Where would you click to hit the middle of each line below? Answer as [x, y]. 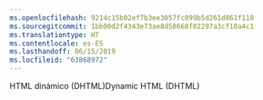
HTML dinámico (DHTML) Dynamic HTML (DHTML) [105, 86]
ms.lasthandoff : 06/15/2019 [63, 52]
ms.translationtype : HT [55, 35]
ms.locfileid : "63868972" [58, 60]
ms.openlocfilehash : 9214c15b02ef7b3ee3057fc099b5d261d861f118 [132, 18]
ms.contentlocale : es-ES [56, 43]
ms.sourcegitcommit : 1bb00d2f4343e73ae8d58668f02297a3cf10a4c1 [132, 26]
